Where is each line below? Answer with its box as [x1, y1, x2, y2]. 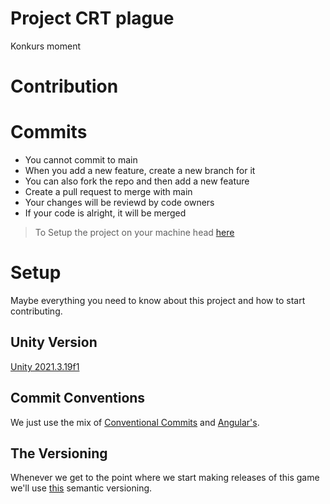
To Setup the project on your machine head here [34, 227, 235, 239]
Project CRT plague [10, 7, 175, 30]
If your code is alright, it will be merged [24, 207, 187, 219]
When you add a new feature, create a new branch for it [24, 165, 256, 177]
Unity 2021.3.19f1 [10, 360, 80, 372]
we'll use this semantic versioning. [10, 482, 153, 494]
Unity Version [10, 334, 98, 351]
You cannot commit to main [24, 154, 138, 166]
